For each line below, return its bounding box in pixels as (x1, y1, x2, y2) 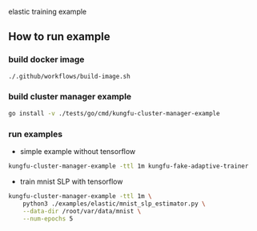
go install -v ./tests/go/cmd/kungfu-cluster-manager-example (8, 109, 220, 117)
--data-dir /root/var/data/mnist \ (22, 207, 142, 215)
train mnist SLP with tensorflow (19, 176, 123, 186)
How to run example (8, 30, 110, 43)
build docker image (8, 54, 85, 65)
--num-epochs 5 (22, 214, 74, 223)
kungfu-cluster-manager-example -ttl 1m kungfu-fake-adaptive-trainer (8, 162, 249, 171)
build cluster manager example (8, 91, 132, 103)
